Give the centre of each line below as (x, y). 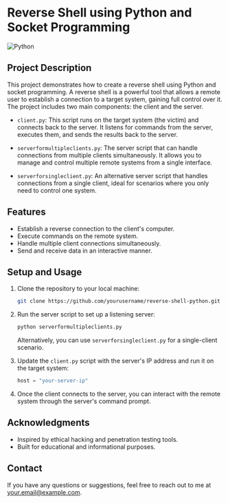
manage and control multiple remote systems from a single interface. (115, 162)
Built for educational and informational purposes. (86, 447)
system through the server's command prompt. (84, 401)
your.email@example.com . (45, 492)
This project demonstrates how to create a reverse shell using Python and (112, 85)
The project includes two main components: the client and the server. (105, 106)
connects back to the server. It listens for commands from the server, (115, 127)
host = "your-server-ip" (53, 381)
